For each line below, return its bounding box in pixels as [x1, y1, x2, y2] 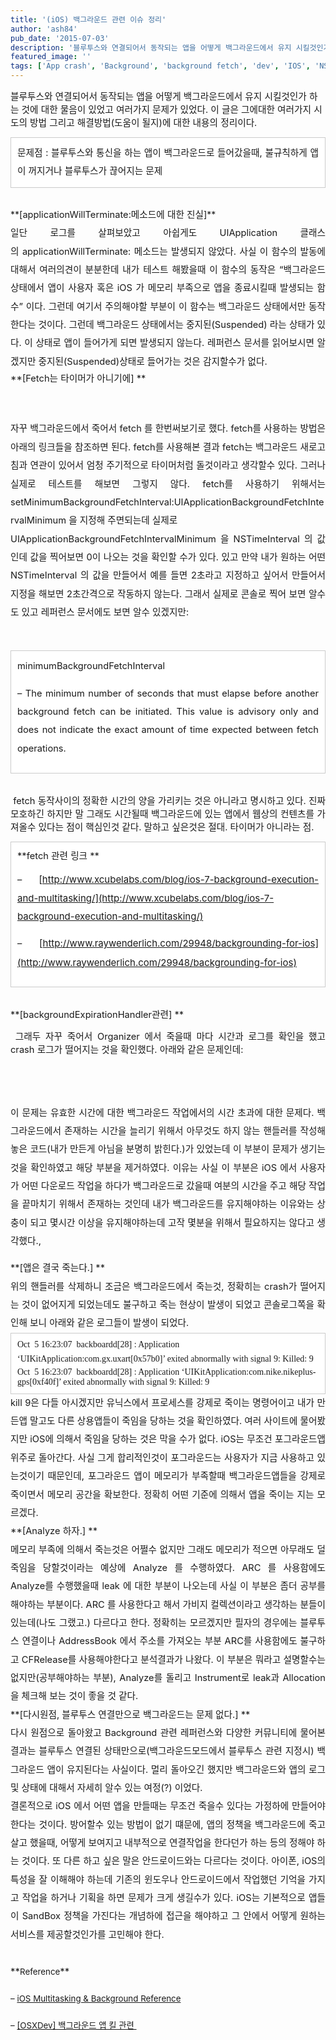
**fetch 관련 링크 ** [17, 849, 100, 862]
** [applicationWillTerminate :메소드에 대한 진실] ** [10, 209, 217, 221]
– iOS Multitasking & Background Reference [10, 1993, 182, 2005]
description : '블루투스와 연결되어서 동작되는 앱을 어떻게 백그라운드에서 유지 [10, 42, 292, 53]
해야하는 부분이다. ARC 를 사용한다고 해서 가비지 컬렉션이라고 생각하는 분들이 [10, 1598, 326, 1611]
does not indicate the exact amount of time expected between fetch [17, 724, 319, 736]
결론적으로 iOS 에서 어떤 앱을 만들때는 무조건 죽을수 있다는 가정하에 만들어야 [10, 1800, 326, 1813]
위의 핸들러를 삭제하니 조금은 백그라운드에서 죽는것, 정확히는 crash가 [10, 1280, 298, 1293]
